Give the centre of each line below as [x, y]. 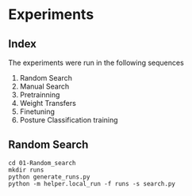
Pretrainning [40, 95]
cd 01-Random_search [42, 163]
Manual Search [44, 86]
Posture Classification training [69, 120]
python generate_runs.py [49, 177]
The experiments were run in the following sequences [96, 62]
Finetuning [37, 111]
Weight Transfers [48, 103]
